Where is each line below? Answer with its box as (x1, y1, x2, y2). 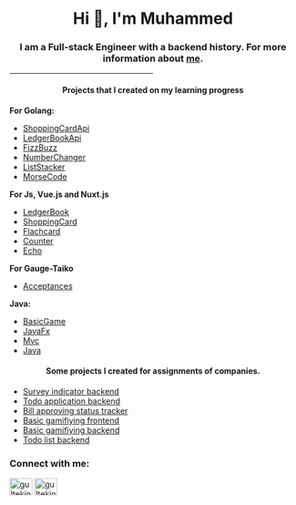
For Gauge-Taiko (9, 263, 75, 273)
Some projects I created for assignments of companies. (45, 366, 260, 376)
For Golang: (9, 105, 55, 116)
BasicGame (22, 315, 66, 326)
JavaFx (22, 325, 51, 336)
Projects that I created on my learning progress (62, 85, 244, 96)
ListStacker (22, 161, 66, 172)
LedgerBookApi (22, 132, 82, 143)
